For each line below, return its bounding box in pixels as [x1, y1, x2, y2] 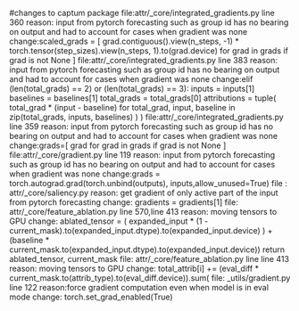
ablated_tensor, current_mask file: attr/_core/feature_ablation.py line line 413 [9, 254, 290, 264]
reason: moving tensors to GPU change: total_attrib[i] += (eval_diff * [9, 263, 260, 274]
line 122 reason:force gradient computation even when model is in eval [9, 282, 270, 292]
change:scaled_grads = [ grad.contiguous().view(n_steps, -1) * [9, 36, 239, 46]
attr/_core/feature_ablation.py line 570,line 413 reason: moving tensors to [9, 207, 278, 217]
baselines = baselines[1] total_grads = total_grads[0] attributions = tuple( [9, 93, 277, 103]
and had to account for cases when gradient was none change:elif [9, 74, 253, 84]
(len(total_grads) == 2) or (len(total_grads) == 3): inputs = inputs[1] [9, 84, 255, 94]
